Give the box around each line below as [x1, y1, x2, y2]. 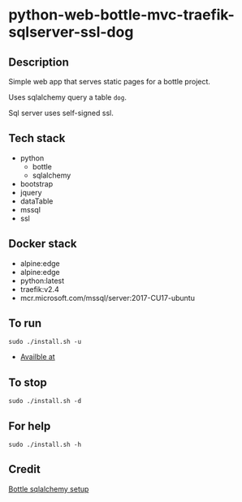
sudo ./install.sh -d [8, 397, 82, 405]
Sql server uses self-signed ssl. [8, 108, 114, 118]
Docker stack [8, 237, 77, 251]
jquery [19, 187, 42, 197]
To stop [8, 375, 47, 389]
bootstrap [19, 178, 54, 188]
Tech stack [8, 131, 66, 145]
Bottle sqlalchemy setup [8, 484, 89, 494]
